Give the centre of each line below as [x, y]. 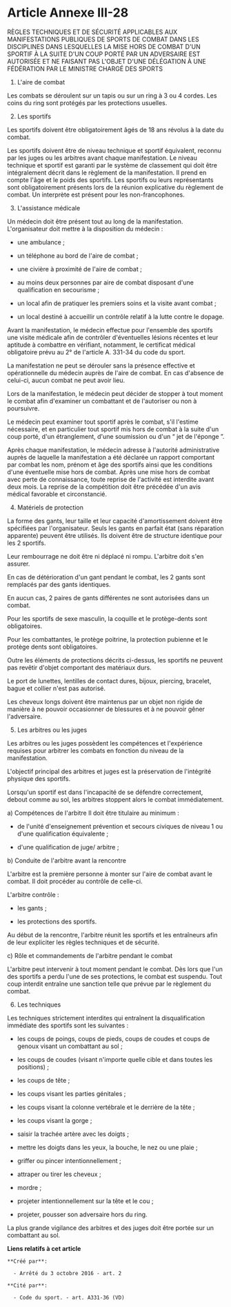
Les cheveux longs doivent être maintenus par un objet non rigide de [105, 701]
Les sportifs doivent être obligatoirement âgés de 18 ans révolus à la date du [115, 129]
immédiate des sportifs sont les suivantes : [68, 1025]
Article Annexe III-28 [68, 13]
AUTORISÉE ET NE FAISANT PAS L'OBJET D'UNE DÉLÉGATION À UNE [107, 61]
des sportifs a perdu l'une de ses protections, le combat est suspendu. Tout [115, 976]
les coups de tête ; [43, 1080]
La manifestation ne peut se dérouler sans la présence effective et [101, 366]
